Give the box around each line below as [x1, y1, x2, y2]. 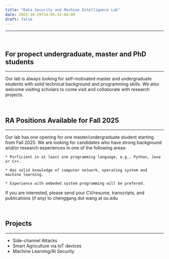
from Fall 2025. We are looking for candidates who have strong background [5, 139, 162, 145]
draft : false [5, 17, 33, 22]
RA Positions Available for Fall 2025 [5, 116, 119, 125]
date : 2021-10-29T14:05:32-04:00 [5, 12, 75, 17]
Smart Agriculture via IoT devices [12, 242, 82, 249]
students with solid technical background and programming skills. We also [5, 81, 159, 87]
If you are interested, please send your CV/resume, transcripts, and [5, 190, 145, 196]
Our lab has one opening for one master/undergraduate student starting [5, 134, 154, 140]
